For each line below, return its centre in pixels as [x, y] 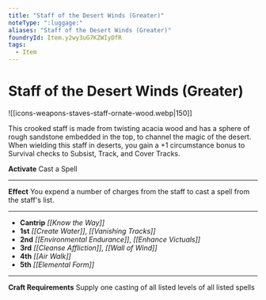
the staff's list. [31, 200]
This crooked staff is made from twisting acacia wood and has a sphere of [129, 128]
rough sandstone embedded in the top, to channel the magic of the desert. [130, 137]
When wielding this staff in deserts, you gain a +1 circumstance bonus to [127, 145]
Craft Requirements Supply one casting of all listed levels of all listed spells [131, 287]
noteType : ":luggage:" [46, 23]
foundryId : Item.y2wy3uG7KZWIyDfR [65, 37]
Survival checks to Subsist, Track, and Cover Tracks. [94, 153]
